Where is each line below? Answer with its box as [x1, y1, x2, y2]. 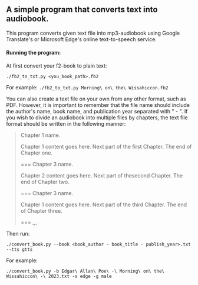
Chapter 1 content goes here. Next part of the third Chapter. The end [20, 201, 187, 208]
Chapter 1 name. [20, 132, 61, 139]
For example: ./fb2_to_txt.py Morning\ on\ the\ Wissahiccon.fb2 [6, 84, 169, 91]
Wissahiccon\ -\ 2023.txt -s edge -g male [6, 273, 112, 280]
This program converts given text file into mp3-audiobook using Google [6, 29, 180, 36]
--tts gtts [6, 247, 33, 253]
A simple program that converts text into [6, 5, 158, 15]
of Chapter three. [20, 207, 63, 214]
